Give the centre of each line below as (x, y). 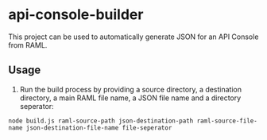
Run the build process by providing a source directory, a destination (131, 89)
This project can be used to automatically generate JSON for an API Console (133, 37)
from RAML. (28, 45)
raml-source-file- (227, 121)
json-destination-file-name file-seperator (99, 128)
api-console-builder (76, 15)
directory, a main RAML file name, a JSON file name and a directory (130, 98)
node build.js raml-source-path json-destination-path (101, 121)
